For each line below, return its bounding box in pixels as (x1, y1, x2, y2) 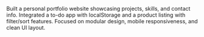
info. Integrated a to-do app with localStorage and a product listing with (6, 11, 186, 18)
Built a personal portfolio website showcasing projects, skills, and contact (6, 5, 191, 12)
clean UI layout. (6, 24, 46, 31)
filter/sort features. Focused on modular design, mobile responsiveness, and (6, 18, 198, 24)
